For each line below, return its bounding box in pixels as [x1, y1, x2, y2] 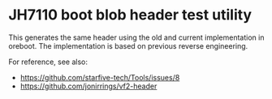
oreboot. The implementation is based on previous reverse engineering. [8, 41, 248, 50]
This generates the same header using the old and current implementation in [8, 32, 265, 42]
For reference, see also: [8, 57, 88, 67]
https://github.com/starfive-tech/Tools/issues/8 [19, 72, 180, 82]
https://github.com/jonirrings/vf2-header [19, 81, 158, 91]
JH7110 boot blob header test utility [8, 6, 253, 24]
